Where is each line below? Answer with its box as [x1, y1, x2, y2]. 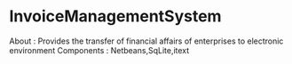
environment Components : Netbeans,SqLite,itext [9, 44, 190, 55]
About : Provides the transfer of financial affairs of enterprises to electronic [9, 36, 284, 46]
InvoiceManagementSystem [9, 6, 222, 27]
